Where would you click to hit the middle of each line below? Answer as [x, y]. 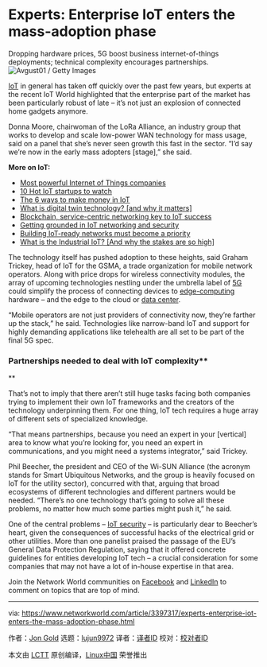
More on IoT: [29, 167]
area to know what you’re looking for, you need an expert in [106, 443]
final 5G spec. [31, 340]
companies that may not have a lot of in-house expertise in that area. [121, 567]
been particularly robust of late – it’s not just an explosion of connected [124, 103]
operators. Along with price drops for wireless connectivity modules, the [127, 274]
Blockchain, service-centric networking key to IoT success [116, 216]
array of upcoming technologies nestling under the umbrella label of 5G [125, 282]
